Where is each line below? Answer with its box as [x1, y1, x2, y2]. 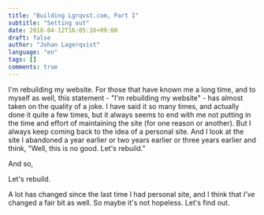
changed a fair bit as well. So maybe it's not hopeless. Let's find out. [8, 198, 230, 207]
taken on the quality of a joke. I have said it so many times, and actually [8, 101, 240, 111]
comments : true [8, 63, 58, 71]
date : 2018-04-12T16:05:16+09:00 [8, 26, 118, 34]
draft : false [8, 33, 51, 42]
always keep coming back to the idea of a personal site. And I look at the [8, 126, 244, 136]
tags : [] [8, 56, 37, 64]
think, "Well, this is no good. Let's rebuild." [8, 143, 146, 153]
